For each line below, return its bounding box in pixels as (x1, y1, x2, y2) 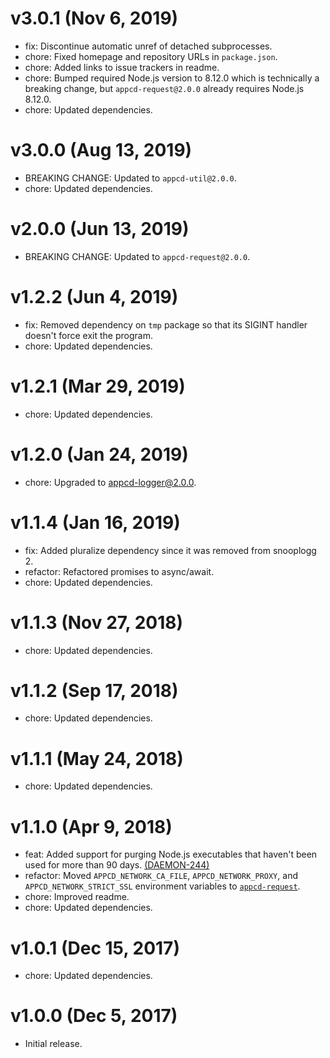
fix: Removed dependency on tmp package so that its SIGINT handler (24, 318, 308, 331)
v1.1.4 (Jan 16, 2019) (10, 511, 181, 534)
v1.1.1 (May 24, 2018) (10, 747, 184, 770)
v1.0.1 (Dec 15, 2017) (10, 937, 180, 959)
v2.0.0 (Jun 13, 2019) (10, 218, 190, 241)
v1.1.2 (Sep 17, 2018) (10, 679, 179, 702)
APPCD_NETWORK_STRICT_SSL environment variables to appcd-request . (24, 880, 301, 892)
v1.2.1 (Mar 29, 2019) (10, 375, 186, 397)
